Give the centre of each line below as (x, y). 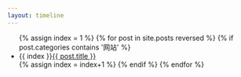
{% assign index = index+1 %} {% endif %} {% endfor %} (111, 64)
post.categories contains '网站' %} (75, 47)
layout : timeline (36, 15)
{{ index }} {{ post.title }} (57, 56)
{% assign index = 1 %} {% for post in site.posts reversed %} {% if (126, 38)
